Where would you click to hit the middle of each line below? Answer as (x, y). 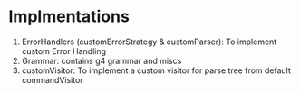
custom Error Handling (63, 51)
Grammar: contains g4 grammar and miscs (102, 60)
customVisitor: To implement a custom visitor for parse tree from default (156, 70)
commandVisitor (52, 79)
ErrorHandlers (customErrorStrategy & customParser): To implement (149, 42)
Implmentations (69, 17)
